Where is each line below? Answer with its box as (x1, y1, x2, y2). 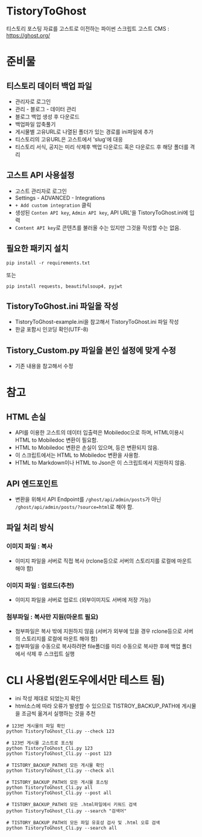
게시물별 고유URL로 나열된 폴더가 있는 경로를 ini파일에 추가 (14, 128, 154, 135)
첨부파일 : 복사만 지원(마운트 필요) (6, 612, 99, 621)
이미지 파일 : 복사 (6, 542, 53, 551)
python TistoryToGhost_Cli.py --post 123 (6, 751, 112, 757)
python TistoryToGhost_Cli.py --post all (6, 790, 112, 796)
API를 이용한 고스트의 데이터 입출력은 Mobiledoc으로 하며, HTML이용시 (14, 429, 184, 436)
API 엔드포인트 (6, 479, 58, 489)
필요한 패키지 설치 (6, 244, 69, 254)
